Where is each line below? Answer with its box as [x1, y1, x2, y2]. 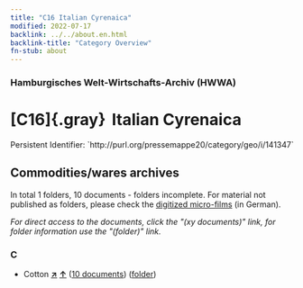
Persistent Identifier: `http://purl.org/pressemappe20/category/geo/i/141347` [10, 139, 294, 149]
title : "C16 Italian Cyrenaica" [10, 13, 132, 22]
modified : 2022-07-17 [10, 22, 92, 31]
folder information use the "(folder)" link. [10, 226, 161, 237]
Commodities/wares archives [10, 166, 179, 181]
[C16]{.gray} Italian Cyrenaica [10, 110, 242, 130]
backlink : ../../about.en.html [10, 30, 128, 39]
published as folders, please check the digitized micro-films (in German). [10, 199, 281, 210]
